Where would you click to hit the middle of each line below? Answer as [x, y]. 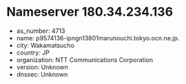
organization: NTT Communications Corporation [84, 59]
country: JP [33, 53]
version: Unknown [42, 67]
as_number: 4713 [41, 31]
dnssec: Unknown [42, 74]
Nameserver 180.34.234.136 [90, 12]
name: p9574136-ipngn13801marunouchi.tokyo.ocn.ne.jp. [98, 38]
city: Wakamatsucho [45, 45]
